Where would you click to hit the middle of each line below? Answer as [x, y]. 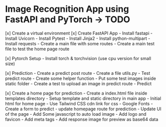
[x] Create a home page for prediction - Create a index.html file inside [76, 93]
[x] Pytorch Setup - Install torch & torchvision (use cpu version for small [78, 58]
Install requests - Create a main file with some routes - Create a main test [80, 43]
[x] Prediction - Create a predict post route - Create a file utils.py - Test [78, 73]
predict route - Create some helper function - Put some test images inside [81, 78]
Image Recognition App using [67, 9]
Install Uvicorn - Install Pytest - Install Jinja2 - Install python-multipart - [78, 38]
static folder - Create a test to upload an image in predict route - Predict [79, 83]
